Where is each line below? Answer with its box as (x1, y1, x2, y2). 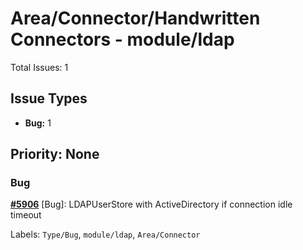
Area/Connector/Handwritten (10, 7, 261, 30)
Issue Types (10, 90, 88, 107)
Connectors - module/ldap (10, 28, 235, 51)
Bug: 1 (24, 117, 52, 129)
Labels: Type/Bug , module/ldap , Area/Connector (10, 228, 201, 241)
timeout (10, 209, 42, 221)
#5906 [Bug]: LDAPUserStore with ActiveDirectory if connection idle (10, 198, 293, 211)
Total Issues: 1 (10, 61, 69, 73)
